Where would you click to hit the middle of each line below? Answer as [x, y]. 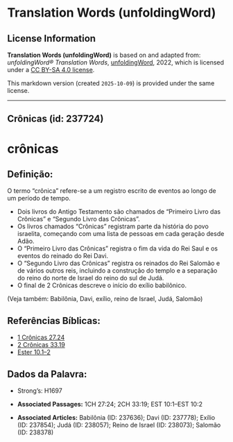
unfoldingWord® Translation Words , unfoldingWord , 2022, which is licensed [115, 62]
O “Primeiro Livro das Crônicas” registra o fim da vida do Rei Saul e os [118, 248]
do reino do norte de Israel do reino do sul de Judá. [90, 278]
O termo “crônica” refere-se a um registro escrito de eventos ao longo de [112, 191]
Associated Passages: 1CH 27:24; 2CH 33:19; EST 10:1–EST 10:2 [110, 405]
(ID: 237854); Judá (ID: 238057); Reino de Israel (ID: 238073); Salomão [119, 425]
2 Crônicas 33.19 [41, 345]
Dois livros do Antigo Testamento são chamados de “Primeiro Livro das [119, 212]
